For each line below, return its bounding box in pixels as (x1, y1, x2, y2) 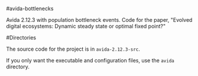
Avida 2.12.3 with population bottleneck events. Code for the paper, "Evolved (6, 16, 193, 23)
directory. (6, 63, 30, 70)
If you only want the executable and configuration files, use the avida (6, 57, 174, 64)
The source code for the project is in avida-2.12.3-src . (6, 45, 140, 52)
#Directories (6, 34, 37, 41)
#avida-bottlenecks (6, 5, 54, 12)
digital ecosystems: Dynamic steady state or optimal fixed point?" (6, 23, 166, 29)
